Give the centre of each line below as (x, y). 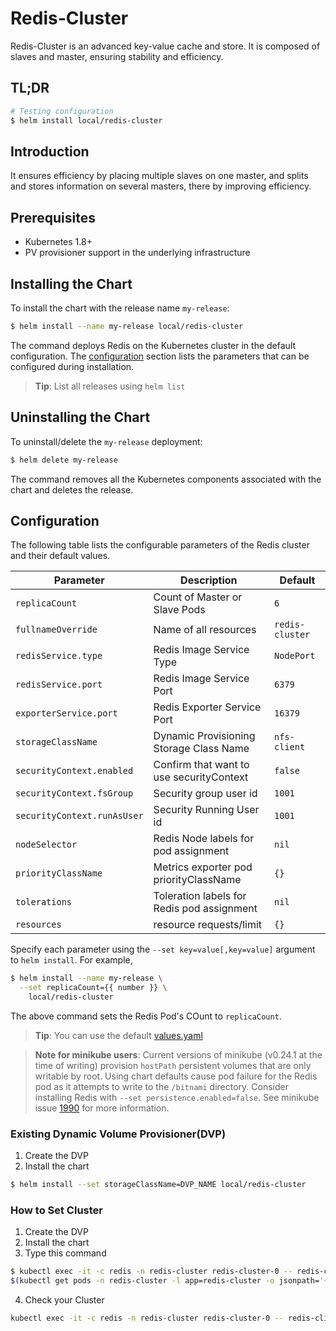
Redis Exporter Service (207, 707)
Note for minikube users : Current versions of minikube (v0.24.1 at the (178, 1054)
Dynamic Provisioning (204, 736)
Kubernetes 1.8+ (58, 242)
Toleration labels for (200, 896)
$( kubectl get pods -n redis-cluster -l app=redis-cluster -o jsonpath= (165, 1281)
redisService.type (59, 656)
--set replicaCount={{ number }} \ (93, 988)
